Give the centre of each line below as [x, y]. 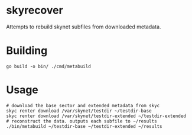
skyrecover [35, 10]
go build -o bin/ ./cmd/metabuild [49, 66]
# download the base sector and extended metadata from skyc [83, 105]
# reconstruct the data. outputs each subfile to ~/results [82, 121]
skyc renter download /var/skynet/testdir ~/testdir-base [79, 111]
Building [27, 51]
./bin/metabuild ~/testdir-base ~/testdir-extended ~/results [84, 126]
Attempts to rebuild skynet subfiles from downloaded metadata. [84, 27]
